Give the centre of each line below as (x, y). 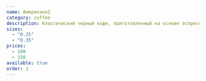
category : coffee (29, 18)
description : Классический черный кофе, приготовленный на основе (93, 23)
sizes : (15, 29)
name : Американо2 (29, 12)
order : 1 (17, 69)
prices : (16, 46)
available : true (27, 63)
